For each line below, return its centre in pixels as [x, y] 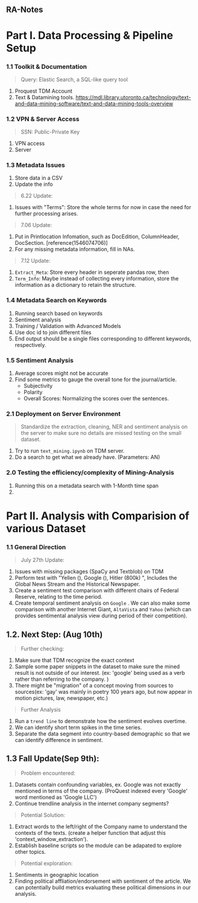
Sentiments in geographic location [57, 874]
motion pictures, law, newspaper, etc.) [61, 698]
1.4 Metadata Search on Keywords [57, 301]
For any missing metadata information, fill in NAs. [75, 250]
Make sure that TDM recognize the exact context [74, 660]
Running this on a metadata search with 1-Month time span [87, 485]
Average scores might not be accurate [61, 373]
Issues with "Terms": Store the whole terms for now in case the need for [103, 207]
